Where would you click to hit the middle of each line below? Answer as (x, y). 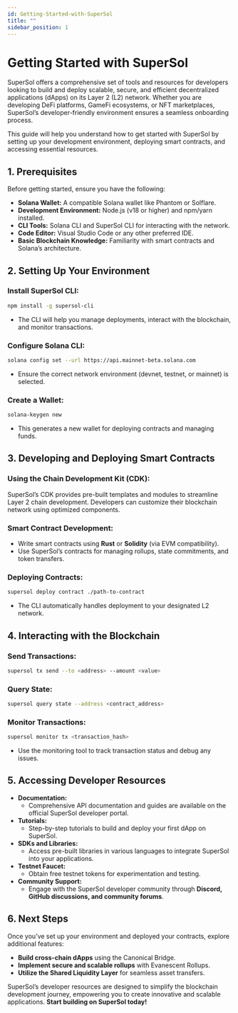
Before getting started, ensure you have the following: (87, 189)
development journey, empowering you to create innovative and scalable (114, 994)
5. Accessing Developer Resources (87, 781)
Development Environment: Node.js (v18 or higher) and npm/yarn (115, 211)
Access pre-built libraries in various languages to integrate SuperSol (129, 851)
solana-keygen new (35, 415)
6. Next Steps (38, 919)
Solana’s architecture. (50, 248)
